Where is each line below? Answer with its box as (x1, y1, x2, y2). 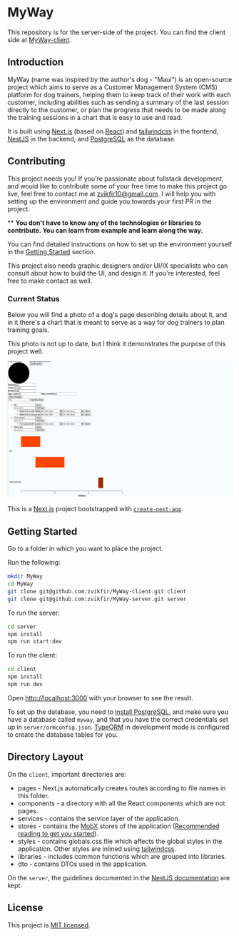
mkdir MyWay (7, 573, 43, 580)
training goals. (7, 326, 50, 334)
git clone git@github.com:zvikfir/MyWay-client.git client (7, 588, 187, 595)
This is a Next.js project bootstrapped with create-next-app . (7, 505, 184, 513)
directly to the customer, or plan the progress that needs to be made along (7, 105, 226, 114)
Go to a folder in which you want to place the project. (7, 544, 163, 553)
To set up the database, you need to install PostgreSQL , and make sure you (7, 708, 229, 716)
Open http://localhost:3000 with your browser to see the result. (7, 693, 194, 702)
